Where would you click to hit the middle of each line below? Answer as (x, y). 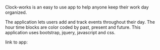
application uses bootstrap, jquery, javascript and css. (60, 32)
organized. (16, 12)
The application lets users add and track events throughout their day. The (80, 22)
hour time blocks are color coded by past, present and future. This (73, 27)
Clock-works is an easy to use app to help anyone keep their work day (77, 7)
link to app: (17, 42)
